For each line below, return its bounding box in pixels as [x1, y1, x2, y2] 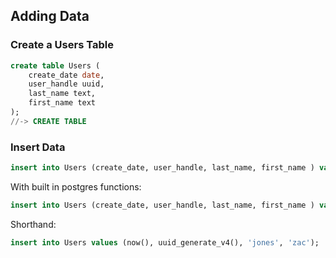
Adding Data [10, 8, 90, 25]
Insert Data [10, 140, 66, 154]
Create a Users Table [10, 38, 114, 52]
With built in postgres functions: [10, 180, 142, 193]
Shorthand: [10, 218, 57, 230]
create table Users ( [10, 60, 101, 71]
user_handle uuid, [28, 79, 105, 89]
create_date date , [28, 70, 105, 80]
